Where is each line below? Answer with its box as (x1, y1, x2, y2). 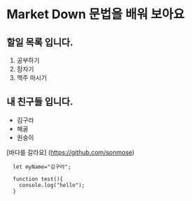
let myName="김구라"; (13, 163, 71, 170)
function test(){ (13, 175, 64, 182)
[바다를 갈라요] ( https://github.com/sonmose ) (6, 148, 135, 156)
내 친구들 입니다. (6, 96, 74, 108)
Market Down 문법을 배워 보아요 (6, 6, 185, 22)
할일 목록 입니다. (6, 36, 74, 48)
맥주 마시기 (16, 74, 47, 82)
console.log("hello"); (19, 181, 85, 188)
